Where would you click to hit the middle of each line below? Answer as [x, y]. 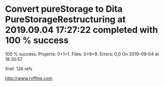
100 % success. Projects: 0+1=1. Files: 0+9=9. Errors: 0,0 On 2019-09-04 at [82, 54]
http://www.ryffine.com [29, 78]
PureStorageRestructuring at [66, 19]
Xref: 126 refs [19, 69]
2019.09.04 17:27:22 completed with [82, 30]
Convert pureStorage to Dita [64, 9]
